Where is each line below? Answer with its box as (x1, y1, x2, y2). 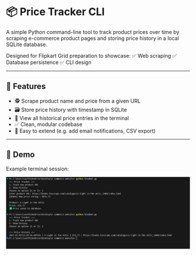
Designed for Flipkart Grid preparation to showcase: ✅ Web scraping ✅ (6, 52, 177, 59)
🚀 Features (6, 82, 46, 92)
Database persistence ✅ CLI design (6, 58, 92, 65)
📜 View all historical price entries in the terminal (14, 114, 129, 121)
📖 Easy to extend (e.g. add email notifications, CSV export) (14, 127, 156, 134)
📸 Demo (6, 150, 35, 160)
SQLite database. (6, 41, 48, 48)
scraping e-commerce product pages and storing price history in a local (6, 34, 179, 41)
